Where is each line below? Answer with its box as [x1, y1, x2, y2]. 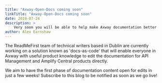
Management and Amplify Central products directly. [5, 58, 108, 64]
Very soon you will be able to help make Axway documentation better [14, 25, 157, 30]
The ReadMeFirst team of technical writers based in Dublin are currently [5, 43, 149, 48]
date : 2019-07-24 [5, 16, 40, 21]
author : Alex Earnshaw [5, 29, 51, 34]
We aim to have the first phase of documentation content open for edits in [5, 68, 152, 73]
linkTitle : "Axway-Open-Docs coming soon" [5, 12, 92, 16]
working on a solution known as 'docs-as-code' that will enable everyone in [5, 48, 156, 54]
